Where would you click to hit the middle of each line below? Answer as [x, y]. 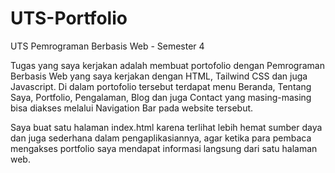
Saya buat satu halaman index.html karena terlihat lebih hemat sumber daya [166, 127]
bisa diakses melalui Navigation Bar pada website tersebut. [132, 108]
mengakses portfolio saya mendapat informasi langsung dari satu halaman [164, 148]
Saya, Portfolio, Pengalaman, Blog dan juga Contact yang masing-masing [161, 97]
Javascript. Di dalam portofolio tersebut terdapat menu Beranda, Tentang [161, 86]
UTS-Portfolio [69, 18]
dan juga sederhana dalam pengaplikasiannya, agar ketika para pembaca [161, 138]
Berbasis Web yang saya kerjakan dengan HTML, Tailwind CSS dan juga [159, 76]
